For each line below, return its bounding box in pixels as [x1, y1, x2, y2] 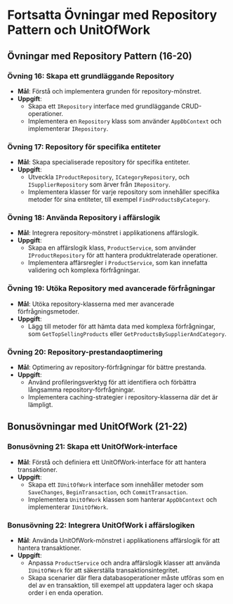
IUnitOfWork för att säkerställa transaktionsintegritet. [27, 566, 180, 574]
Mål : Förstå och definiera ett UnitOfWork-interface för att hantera [17, 458, 207, 466]
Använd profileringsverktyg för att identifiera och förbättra [27, 378, 197, 387]
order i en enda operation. [27, 589, 104, 597]
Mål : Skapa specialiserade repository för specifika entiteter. [17, 158, 191, 167]
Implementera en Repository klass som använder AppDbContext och [27, 117, 222, 125]
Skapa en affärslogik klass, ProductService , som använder [27, 243, 197, 252]
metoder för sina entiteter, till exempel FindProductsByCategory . [27, 195, 211, 204]
